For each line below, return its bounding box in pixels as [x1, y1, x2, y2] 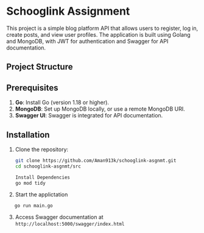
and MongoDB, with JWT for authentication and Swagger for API [6, 37, 169, 45]
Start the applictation [15, 191, 68, 198]
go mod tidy [15, 180, 46, 186]
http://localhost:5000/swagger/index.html [15, 221, 125, 227]
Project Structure [6, 62, 73, 72]
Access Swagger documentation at [15, 213, 104, 221]
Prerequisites [6, 83, 58, 93]
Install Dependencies [15, 174, 70, 180]
